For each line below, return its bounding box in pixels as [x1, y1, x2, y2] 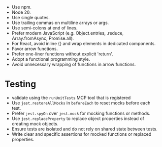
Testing [4, 78, 36, 90]
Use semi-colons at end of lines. [11, 25, 78, 31]
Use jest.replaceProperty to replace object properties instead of [11, 115, 145, 122]
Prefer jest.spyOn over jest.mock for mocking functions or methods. [11, 110, 151, 116]
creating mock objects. [11, 121, 59, 126]
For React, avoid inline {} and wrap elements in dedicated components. [11, 41, 156, 46]
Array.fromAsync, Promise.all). [11, 35, 74, 41]
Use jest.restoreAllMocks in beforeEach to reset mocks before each [11, 100, 151, 106]
